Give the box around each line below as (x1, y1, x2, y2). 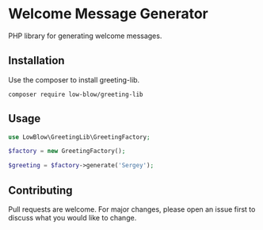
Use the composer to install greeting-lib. (8, 75, 140, 84)
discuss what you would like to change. (8, 213, 137, 222)
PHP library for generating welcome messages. (8, 31, 162, 40)
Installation (8, 54, 65, 67)
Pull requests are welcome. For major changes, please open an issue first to (8, 205, 256, 214)
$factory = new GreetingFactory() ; (8, 148, 126, 155)
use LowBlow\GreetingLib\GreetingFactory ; (8, 132, 151, 141)
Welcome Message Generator (8, 5, 208, 23)
